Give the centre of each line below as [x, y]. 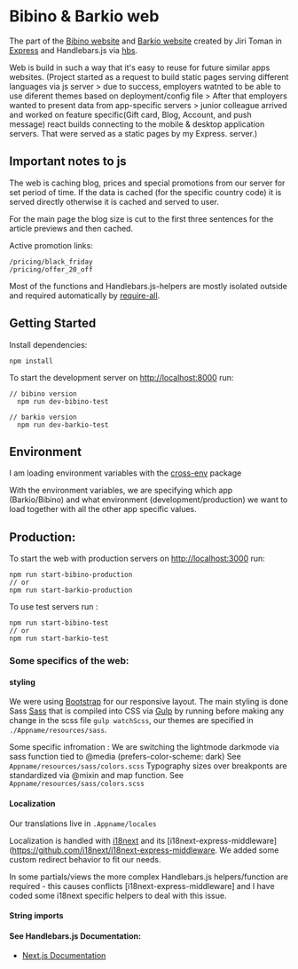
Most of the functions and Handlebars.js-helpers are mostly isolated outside [149, 286]
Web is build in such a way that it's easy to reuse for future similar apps [140, 67]
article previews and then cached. [71, 228]
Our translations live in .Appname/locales [83, 823]
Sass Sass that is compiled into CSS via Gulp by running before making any [147, 711]
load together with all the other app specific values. [103, 509]
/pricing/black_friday [51, 262]
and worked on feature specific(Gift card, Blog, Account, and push [130, 114]
